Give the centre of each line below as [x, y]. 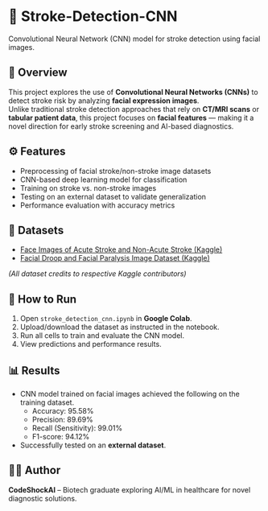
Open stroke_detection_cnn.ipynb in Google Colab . [106, 319]
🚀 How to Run [43, 299]
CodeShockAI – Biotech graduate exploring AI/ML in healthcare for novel [130, 489]
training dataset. [47, 402]
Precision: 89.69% [63, 419]
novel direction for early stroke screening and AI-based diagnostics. [121, 126]
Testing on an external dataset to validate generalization [113, 196]
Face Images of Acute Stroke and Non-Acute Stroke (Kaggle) [121, 249]
